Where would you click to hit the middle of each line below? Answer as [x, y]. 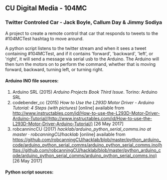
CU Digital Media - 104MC [46, 8]
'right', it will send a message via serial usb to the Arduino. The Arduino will [82, 59]
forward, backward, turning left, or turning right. [54, 69]
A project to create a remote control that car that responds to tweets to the [82, 33]
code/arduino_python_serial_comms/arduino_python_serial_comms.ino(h [87, 145]
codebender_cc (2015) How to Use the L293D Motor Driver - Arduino [83, 102]
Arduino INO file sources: [32, 81]
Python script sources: [29, 172]
